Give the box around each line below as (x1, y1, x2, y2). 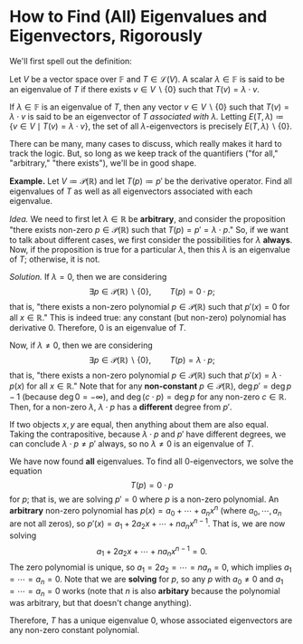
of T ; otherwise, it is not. (9, 254, 100, 264)
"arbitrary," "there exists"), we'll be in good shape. (9, 157, 197, 168)
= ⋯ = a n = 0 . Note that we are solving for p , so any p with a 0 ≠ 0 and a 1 (9, 573, 284, 586)
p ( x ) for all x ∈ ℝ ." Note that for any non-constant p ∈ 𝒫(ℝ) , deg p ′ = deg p (9, 380, 292, 391)
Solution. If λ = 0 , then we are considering (9, 271, 167, 282)
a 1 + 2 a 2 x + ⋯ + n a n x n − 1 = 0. (96, 543, 208, 559)
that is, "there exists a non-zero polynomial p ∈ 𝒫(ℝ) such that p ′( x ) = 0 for (9, 301, 290, 312)
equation (9, 465, 43, 476)
